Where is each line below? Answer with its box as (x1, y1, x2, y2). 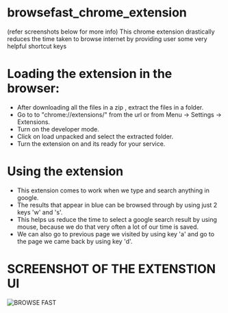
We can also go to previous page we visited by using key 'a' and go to (16, 229, 214, 238)
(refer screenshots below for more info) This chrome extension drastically (7, 27, 215, 36)
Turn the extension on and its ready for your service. (16, 139, 166, 148)
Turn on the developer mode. (16, 125, 99, 133)
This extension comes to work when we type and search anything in (16, 186, 210, 195)
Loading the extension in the (7, 66, 173, 82)
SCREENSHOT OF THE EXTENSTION (7, 262, 216, 277)
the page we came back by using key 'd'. (16, 237, 133, 245)
